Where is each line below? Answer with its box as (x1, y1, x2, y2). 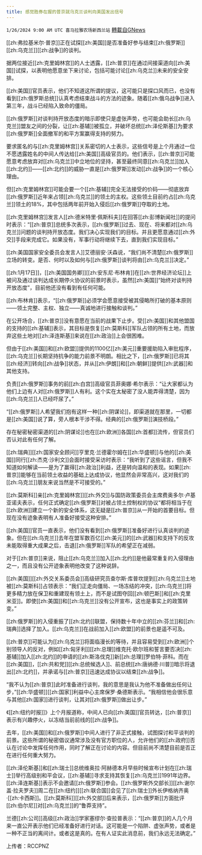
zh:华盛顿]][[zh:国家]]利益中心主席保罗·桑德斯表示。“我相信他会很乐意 (20, 688, 194, 695)
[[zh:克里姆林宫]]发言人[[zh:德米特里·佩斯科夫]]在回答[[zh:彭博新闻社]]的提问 (6, 213, 196, 220)
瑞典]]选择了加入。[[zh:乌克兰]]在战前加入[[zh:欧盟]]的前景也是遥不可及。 (6, 625, 188, 632)
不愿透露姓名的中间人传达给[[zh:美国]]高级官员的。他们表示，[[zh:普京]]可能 (6, 150, 195, 157)
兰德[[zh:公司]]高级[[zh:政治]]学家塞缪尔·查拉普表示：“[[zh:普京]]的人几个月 (6, 814, 193, 821)
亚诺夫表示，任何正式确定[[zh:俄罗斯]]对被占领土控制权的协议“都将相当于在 (6, 498, 192, 506)
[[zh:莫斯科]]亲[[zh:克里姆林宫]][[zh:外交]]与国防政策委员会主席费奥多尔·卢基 (6, 491, 196, 498)
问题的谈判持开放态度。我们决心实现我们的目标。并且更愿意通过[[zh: (20, 228, 191, 235)
